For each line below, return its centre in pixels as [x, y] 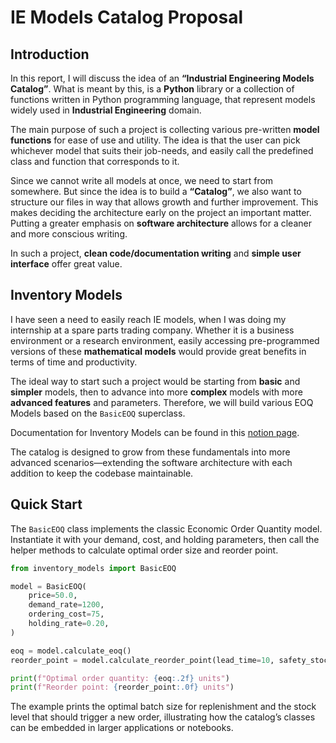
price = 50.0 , [53, 596]
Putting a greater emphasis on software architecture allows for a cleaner [161, 223]
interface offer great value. [66, 264]
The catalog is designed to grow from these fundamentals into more [150, 452]
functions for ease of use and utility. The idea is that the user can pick [155, 140]
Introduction [50, 54]
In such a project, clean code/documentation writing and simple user [156, 253]
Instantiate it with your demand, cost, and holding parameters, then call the [165, 539]
